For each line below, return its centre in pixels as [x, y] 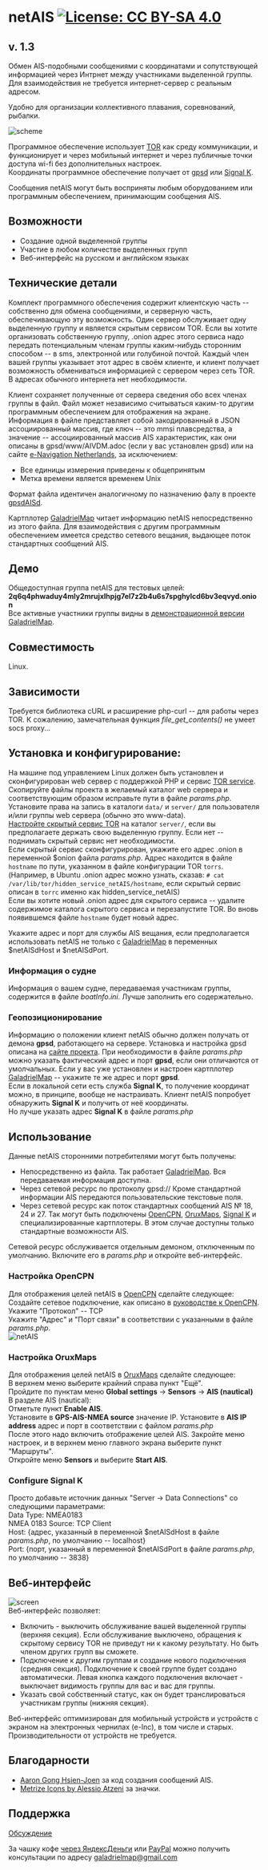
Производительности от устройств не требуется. [93, 1735]
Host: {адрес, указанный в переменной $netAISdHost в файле [114, 1532]
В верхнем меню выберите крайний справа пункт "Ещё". [106, 1382]
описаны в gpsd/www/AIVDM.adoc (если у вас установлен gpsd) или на [131, 446]
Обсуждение [30, 1833]
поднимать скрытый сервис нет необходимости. [92, 840]
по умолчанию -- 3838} [49, 1558]
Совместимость [51, 647]
